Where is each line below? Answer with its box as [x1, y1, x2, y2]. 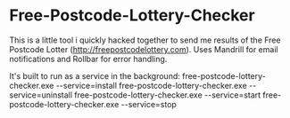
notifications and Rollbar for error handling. [9, 53, 168, 64]
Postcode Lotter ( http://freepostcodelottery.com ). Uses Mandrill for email [9, 43, 278, 54]
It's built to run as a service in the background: [9, 70, 181, 81]
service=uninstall [9, 90, 73, 100]
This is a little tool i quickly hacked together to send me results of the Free [9, 35, 281, 45]
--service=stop [120, 98, 177, 109]
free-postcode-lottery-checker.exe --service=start [74, 90, 261, 100]
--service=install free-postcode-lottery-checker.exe [55, 80, 247, 90]
